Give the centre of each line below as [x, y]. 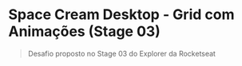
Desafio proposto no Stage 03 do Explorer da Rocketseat [121, 53]
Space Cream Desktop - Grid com [121, 15]
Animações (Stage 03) [85, 31]
